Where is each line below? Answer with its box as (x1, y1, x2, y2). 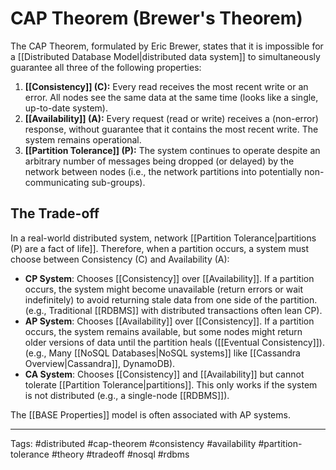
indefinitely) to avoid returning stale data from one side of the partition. (24, 293, 318, 306)
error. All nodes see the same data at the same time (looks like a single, (24, 91, 319, 103)
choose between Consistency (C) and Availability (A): (10, 253, 230, 265)
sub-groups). (91, 176, 146, 188)
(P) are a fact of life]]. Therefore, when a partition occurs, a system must (10, 242, 310, 254)
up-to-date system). (24, 102, 108, 114)
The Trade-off (10, 205, 100, 222)
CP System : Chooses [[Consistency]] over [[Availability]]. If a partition (24, 272, 315, 284)
